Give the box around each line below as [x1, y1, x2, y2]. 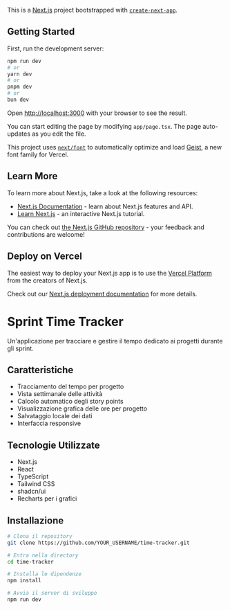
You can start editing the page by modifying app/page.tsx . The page [7, 122, 202, 130]
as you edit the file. [32, 129, 86, 138]
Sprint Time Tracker [7, 314, 124, 330]
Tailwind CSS [17, 480, 55, 488]
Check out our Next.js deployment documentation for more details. [7, 289, 198, 298]
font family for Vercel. [7, 150, 69, 159]
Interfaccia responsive [17, 419, 82, 428]
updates [7, 129, 31, 138]
